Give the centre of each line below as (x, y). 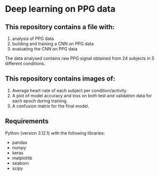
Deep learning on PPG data (60, 9)
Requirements (27, 121)
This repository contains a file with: (60, 27)
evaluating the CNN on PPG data (45, 49)
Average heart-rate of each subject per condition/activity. (70, 90)
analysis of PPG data (33, 38)
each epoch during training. (40, 101)
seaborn (20, 163)
